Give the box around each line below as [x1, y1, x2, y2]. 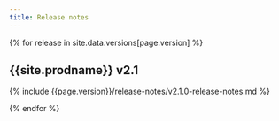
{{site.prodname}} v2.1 [9, 63, 139, 78]
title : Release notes [9, 12, 89, 22]
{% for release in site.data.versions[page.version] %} [9, 37, 204, 48]
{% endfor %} [9, 103, 60, 114]
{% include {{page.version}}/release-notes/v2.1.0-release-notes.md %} [9, 86, 270, 97]
